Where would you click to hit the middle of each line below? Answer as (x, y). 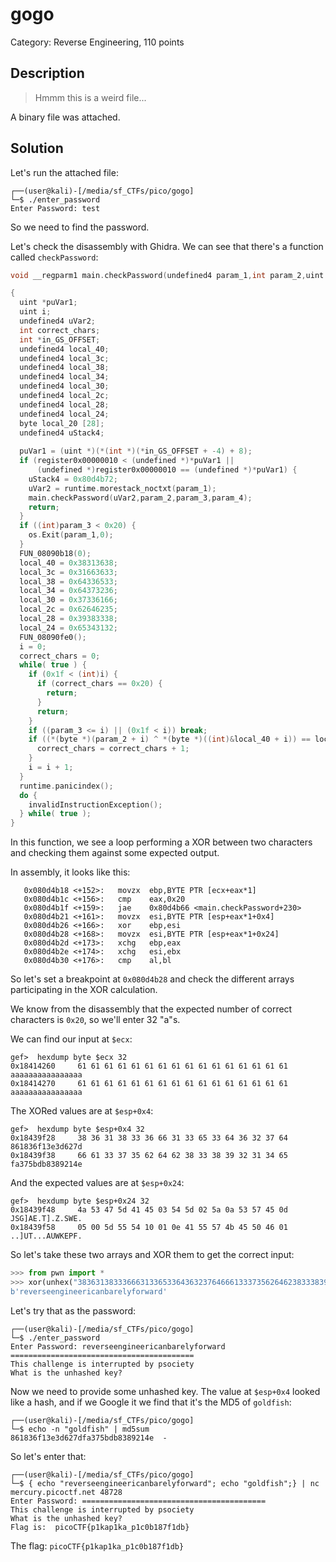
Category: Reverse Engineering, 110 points (97, 42)
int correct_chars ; (60, 330)
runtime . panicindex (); (66, 786)
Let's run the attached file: (64, 172)
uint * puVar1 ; (48, 303)
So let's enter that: (48, 1456)
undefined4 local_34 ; (64, 377)
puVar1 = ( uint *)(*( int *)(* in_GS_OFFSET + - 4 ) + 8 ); (136, 451)
